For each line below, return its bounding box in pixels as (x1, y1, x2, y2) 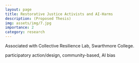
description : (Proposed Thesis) (5, 16, 71, 21)
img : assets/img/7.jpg (5, 20, 52, 26)
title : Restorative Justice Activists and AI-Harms (5, 12, 113, 16)
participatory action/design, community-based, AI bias (5, 52, 115, 58)
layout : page (5, 7, 32, 12)
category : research (5, 30, 45, 34)
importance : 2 (5, 25, 34, 30)
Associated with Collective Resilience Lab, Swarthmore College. (5, 43, 135, 48)
